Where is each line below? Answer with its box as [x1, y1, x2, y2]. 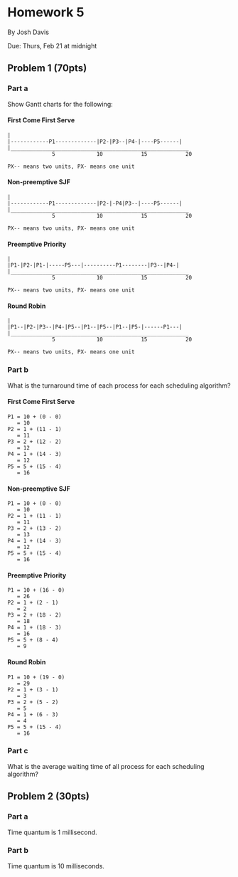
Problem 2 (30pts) [7, 790, 90, 802]
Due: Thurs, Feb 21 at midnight [7, 41, 97, 50]
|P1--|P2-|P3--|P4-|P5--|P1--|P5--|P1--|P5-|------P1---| [7, 324, 183, 331]
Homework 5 [7, 4, 85, 21]
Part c [7, 746, 28, 756]
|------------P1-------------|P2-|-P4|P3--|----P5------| [7, 200, 183, 207]
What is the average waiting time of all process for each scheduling [7, 762, 205, 770]
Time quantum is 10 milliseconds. [7, 861, 105, 870]
